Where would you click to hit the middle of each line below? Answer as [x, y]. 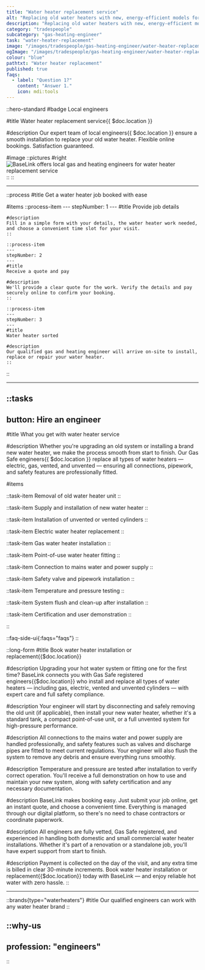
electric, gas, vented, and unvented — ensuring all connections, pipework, [100, 466]
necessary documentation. [40, 789]
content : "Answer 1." [45, 86]
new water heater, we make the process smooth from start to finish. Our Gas [103, 453]
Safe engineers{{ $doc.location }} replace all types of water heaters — [95, 459]
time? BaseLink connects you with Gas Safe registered [75, 675]
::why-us [24, 926]
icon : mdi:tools [38, 92]
